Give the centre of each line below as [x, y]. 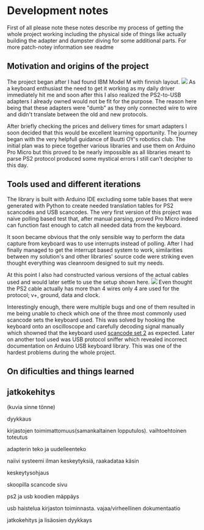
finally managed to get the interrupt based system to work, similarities [95, 250]
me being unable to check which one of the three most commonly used [97, 313]
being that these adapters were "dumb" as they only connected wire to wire [102, 108]
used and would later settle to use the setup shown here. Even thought [100, 282]
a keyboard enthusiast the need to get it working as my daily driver [91, 88]
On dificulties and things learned [71, 371]
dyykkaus [19, 419]
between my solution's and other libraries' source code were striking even [100, 256]
